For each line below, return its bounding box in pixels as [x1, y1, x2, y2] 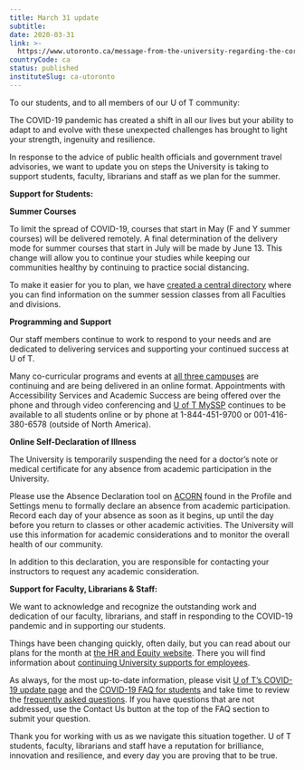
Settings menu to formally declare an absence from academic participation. [9, 500, 291, 511]
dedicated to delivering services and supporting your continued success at [9, 343, 290, 354]
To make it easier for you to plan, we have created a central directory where [9, 279, 292, 290]
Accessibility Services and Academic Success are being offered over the [9, 390, 281, 400]
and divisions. [9, 298, 62, 309]
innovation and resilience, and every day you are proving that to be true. [9, 749, 278, 761]
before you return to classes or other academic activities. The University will [9, 519, 294, 530]
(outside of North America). [48, 419, 152, 429]
